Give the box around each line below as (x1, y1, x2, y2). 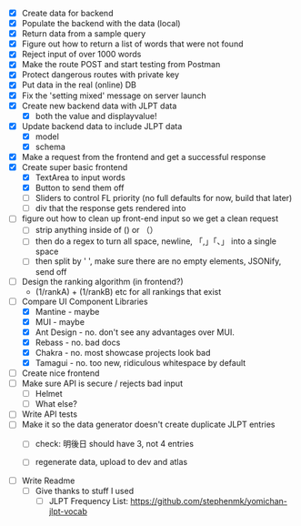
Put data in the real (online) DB (21, 79, 137, 90)
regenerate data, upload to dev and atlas (35, 457, 188, 468)
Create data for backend (21, 8, 114, 18)
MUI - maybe (35, 316, 85, 327)
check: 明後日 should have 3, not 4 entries (35, 439, 195, 450)
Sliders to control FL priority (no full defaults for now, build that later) (35, 193, 293, 204)
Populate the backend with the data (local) (21, 18, 181, 29)
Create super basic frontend (21, 161, 128, 172)
